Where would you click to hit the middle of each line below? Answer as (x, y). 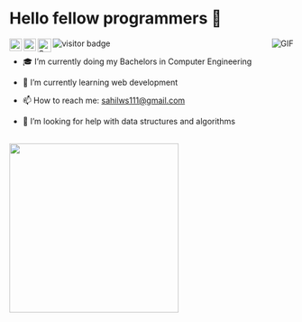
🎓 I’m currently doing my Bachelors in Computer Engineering (137, 61)
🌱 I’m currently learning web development (100, 82)
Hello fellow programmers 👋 (116, 18)
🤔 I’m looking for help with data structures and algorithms (129, 121)
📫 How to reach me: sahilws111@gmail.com (104, 100)
